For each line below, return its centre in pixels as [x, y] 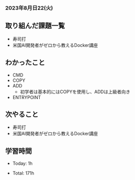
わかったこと [25, 63]
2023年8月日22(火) [29, 8]
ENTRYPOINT [27, 97]
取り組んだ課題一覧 [35, 26]
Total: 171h [23, 173]
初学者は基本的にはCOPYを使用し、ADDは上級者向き [75, 92]
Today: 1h [22, 163]
